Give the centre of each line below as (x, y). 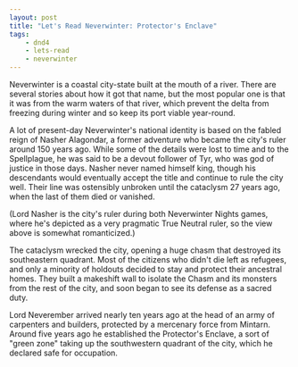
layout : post (33, 17)
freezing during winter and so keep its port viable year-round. (123, 113)
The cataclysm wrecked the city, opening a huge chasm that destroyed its (145, 250)
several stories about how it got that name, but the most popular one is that (147, 94)
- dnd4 (37, 42)
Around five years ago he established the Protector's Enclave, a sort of (139, 334)
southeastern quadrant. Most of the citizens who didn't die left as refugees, (148, 259)
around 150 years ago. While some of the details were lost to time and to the (149, 149)
